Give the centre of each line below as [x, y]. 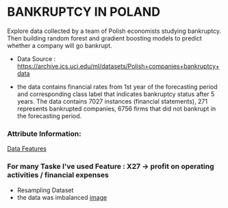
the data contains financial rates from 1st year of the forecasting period [117, 86]
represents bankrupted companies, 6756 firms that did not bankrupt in [116, 108]
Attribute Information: [44, 133]
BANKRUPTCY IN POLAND [84, 12]
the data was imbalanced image [62, 197]
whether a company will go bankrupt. [60, 45]
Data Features [27, 149]
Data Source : [36, 58]
